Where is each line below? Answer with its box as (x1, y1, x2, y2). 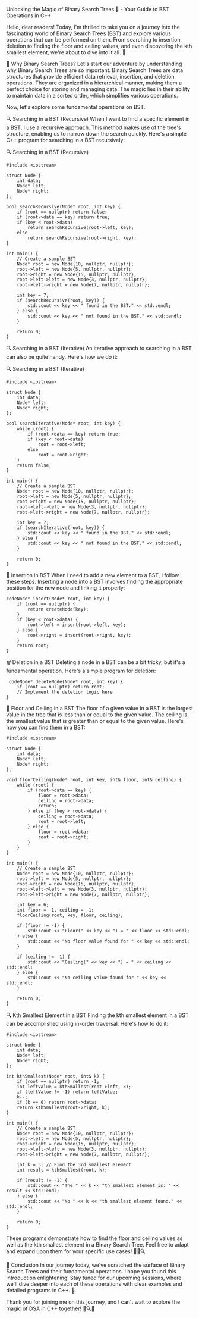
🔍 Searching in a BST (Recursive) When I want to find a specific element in (6, 115, 190, 122)
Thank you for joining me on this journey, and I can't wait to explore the (6, 1298, 181, 1306)
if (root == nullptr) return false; (17, 209, 108, 215)
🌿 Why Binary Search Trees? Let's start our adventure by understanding (6, 60, 182, 67)
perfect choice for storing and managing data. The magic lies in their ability (6, 86, 190, 92)
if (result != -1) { (17, 1178, 68, 1184)
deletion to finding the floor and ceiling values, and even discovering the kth (6, 42, 192, 49)
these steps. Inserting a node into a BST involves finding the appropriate (6, 578, 183, 585)
